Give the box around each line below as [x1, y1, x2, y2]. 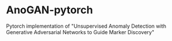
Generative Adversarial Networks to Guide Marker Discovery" [6, 28, 154, 35]
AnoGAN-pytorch [6, 3, 94, 17]
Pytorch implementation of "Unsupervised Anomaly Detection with [6, 23, 167, 29]
